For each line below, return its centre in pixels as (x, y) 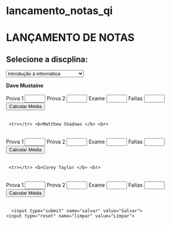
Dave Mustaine (25, 86)
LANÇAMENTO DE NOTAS (70, 38)
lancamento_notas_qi (59, 11)
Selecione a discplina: (47, 59)
